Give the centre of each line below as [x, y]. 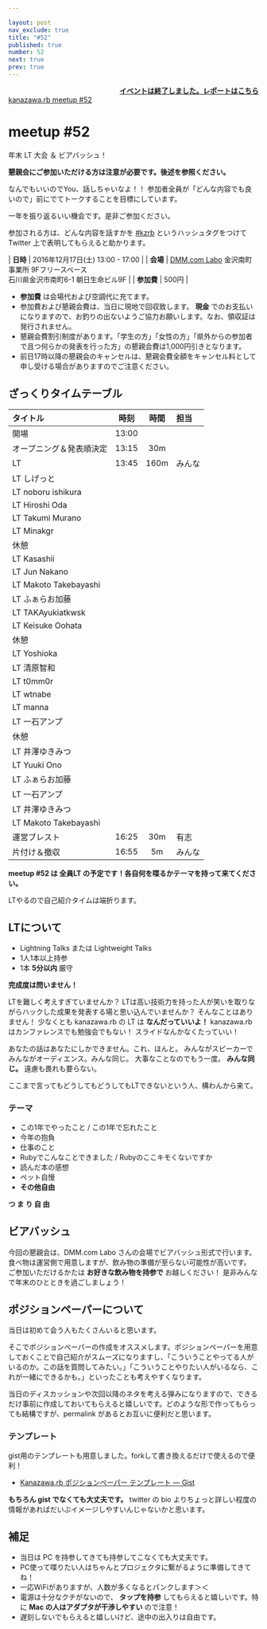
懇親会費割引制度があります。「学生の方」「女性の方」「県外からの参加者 [136, 336]
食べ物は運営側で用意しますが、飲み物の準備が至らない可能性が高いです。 [130, 1262]
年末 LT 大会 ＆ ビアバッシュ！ [58, 155]
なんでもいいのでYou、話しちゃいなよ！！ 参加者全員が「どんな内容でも [127, 189]
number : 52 [26, 53]
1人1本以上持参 [44, 958]
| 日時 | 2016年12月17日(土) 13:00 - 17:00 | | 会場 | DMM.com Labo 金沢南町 [130, 259]
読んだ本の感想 [44, 1167]
